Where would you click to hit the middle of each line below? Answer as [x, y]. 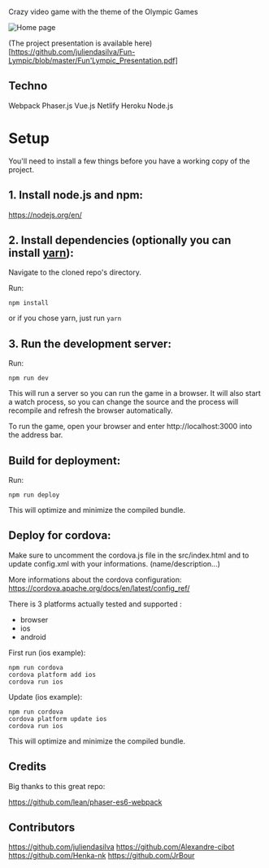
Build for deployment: [65, 460]
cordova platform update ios [58, 718]
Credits [28, 767]
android [33, 636]
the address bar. [36, 435]
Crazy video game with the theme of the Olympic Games [103, 12]
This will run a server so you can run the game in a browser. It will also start [135, 393]
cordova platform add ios [52, 675]
